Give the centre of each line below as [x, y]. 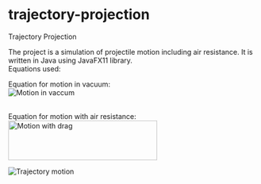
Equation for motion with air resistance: [72, 116]
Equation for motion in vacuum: [59, 84]
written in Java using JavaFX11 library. [71, 60]
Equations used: [35, 68]
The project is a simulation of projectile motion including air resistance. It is [131, 52]
